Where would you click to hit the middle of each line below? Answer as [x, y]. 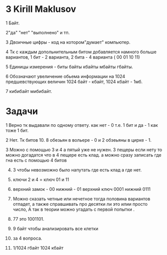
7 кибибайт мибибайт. [29, 91]
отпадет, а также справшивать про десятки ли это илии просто [80, 204]
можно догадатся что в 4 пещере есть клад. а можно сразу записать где [84, 155]
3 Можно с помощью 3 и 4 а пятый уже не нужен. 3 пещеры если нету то [84, 150]
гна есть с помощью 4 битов [36, 160]
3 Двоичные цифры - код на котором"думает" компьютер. [68, 42]
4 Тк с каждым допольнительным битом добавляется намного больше [81, 52]
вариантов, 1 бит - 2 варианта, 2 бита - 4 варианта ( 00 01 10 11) [73, 57]
